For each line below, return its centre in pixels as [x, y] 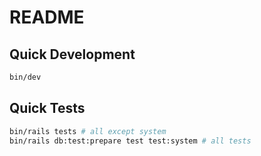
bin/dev [25, 77]
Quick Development [72, 54]
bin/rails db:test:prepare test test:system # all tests [130, 141]
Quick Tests [47, 108]
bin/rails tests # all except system [88, 131]
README [47, 17]
